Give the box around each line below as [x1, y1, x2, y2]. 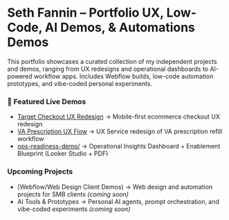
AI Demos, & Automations [44, 19, 196, 35]
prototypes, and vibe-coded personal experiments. [7, 79, 153, 87]
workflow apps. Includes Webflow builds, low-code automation [33, 71, 214, 81]
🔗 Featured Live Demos [7, 96, 86, 106]
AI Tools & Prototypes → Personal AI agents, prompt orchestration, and [17, 197, 220, 205]
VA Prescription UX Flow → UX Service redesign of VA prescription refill [17, 127, 223, 136]
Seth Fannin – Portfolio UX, [7, 5, 164, 21]
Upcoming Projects [7, 167, 73, 176]
